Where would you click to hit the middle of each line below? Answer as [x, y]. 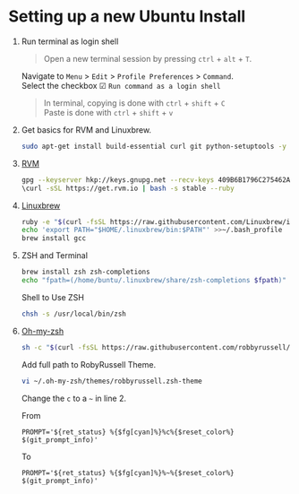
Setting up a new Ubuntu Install [127, 17]
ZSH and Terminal [55, 256]
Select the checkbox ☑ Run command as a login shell [121, 85]
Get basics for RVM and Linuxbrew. [86, 130]
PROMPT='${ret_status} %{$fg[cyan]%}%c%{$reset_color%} [128, 432]
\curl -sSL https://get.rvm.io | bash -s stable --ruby [128, 188]
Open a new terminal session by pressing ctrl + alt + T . [148, 58]
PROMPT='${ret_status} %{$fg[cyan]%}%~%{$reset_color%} [128, 472]
